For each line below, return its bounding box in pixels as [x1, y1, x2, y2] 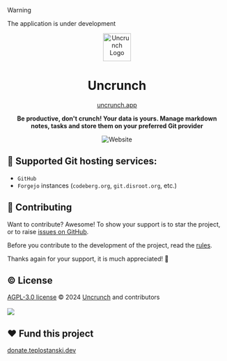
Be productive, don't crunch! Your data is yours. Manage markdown [17, 114, 217, 123]
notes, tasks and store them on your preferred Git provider [31, 121, 203, 130]
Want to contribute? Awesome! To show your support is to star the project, [7, 220, 221, 229]
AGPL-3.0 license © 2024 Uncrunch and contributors [7, 293, 160, 302]
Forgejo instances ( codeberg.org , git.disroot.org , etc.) [17, 181, 178, 190]
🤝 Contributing [7, 201, 72, 213]
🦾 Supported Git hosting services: [7, 155, 157, 167]
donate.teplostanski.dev [7, 346, 77, 355]
